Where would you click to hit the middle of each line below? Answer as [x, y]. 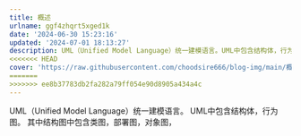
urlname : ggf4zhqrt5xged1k [60, 26]
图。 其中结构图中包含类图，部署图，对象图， [93, 122]
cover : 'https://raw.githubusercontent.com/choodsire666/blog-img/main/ [148, 68]
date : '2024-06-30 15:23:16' [64, 34]
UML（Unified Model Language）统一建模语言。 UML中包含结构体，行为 [144, 110]
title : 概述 [30, 17]
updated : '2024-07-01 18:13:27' [69, 42]
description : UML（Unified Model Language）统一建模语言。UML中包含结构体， [145, 51]
